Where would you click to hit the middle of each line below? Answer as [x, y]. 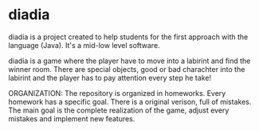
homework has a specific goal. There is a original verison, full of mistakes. [130, 101]
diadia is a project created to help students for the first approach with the [128, 37]
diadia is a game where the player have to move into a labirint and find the [129, 61]
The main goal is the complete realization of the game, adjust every [119, 110]
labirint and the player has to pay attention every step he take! [110, 77]
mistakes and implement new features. [72, 118]
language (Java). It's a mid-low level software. [84, 45]
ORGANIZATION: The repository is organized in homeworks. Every [117, 93]
